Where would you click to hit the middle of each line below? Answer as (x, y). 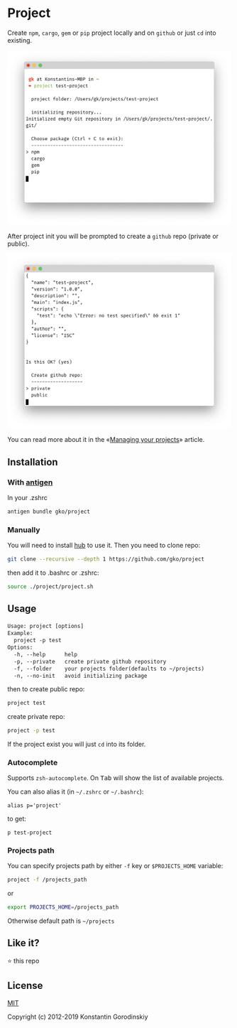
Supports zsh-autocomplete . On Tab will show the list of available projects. (116, 778)
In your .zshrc (27, 498)
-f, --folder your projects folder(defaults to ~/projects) (109, 669)
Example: (20, 633)
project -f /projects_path (47, 880)
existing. (20, 40)
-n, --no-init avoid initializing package (81, 676)
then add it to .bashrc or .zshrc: (53, 573)
